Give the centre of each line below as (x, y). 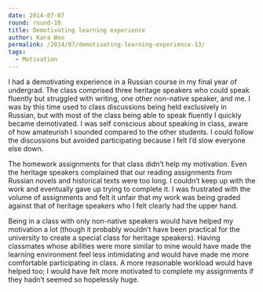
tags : (17, 52)
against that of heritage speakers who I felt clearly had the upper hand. (123, 205)
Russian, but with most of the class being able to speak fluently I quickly (125, 115)
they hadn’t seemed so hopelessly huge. (74, 279)
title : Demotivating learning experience (77, 30)
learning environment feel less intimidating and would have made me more (129, 254)
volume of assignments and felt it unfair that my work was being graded (124, 197)
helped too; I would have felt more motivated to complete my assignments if (131, 271)
